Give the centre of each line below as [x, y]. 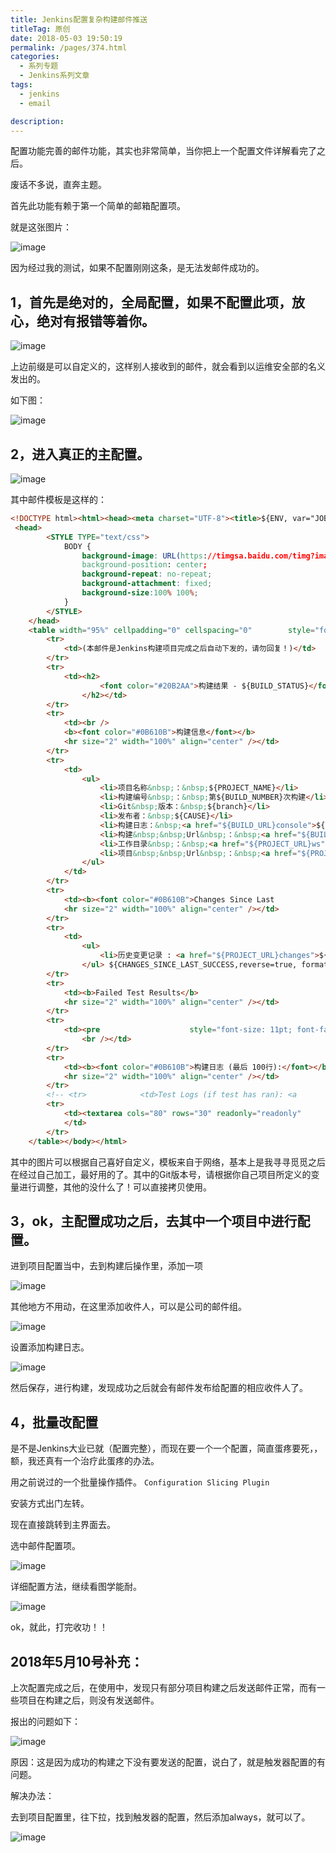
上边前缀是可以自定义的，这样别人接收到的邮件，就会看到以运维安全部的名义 [168, 367]
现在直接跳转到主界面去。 [63, 1525]
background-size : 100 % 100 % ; [140, 593]
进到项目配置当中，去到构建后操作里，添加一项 [106, 1266]
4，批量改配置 [54, 1422]
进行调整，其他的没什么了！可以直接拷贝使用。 [115, 1187]
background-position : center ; [144, 565]
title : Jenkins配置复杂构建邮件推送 [79, 19]
